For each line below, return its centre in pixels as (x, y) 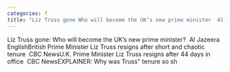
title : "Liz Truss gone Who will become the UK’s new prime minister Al (116, 20)
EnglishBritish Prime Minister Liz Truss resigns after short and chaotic (106, 47)
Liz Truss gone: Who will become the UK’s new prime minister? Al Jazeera (113, 39)
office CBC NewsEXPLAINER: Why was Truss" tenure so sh (92, 61)
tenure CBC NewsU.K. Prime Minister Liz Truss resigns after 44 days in (109, 54)
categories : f (28, 13)
